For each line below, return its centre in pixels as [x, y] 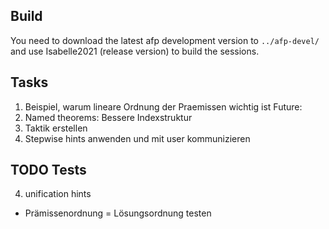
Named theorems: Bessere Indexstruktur [108, 117]
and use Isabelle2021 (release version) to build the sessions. [135, 51]
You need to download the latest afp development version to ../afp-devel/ [165, 40]
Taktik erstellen [56, 128]
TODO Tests [48, 170]
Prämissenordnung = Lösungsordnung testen [118, 213]
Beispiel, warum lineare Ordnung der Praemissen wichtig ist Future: [163, 106]
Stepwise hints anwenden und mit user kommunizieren [137, 138]
